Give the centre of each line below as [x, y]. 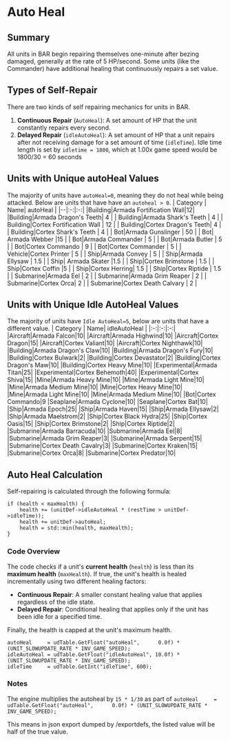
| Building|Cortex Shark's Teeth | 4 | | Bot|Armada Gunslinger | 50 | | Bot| [111, 232]
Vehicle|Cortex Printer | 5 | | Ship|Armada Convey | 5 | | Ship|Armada [105, 254]
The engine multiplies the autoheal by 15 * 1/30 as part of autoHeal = [112, 699]
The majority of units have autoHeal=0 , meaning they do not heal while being [115, 195]
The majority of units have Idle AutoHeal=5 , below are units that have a [108, 321]
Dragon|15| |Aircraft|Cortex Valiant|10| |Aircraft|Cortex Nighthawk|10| [105, 343]
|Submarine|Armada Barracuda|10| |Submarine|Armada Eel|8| [95, 431]
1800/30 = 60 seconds [50, 156]
